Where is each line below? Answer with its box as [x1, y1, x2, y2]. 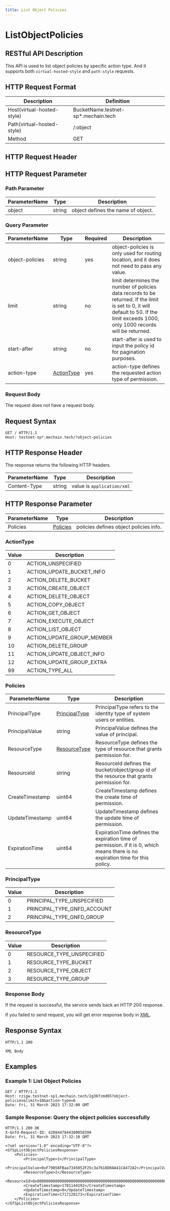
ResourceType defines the [95, 739, 158, 746]
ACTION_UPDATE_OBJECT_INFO [27, 650, 105, 657]
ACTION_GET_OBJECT [27, 609, 80, 616]
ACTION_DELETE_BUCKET [27, 576, 91, 583]
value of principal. [95, 731, 138, 738]
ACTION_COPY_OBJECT [27, 601, 85, 608]
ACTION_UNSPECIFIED [27, 560, 82, 567]
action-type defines [112, 363, 160, 370]
